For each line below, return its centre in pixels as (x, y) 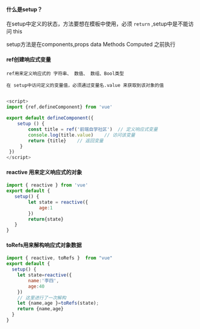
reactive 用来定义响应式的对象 (44, 172)
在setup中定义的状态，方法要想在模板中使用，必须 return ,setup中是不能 (97, 24)
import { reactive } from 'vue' (47, 185)
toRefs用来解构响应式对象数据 (44, 245)
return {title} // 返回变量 (66, 141)
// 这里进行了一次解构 (42, 297)
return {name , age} (40, 309)
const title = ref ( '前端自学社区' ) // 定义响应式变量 (93, 129)
